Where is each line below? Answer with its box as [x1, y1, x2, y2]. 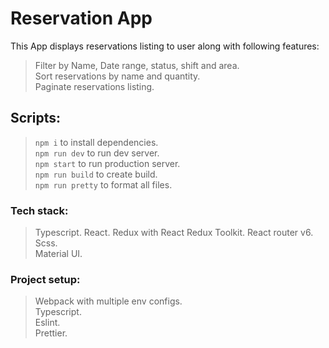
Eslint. [34, 317, 61, 329]
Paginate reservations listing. [34, 80, 155, 92]
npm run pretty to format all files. [34, 178, 173, 191]
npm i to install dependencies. [34, 136, 159, 148]
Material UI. [34, 248, 83, 260]
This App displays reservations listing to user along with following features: [10, 40, 320, 52]
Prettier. [34, 327, 68, 339]
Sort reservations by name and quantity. [34, 70, 201, 82]
